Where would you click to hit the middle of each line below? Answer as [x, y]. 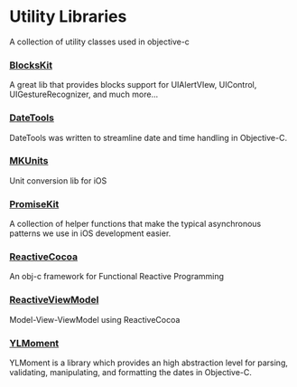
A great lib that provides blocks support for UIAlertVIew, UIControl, [133, 85]
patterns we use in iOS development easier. [90, 233]
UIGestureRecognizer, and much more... [84, 94]
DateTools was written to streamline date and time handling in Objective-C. [148, 137]
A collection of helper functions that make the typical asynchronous [135, 224]
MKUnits [29, 161]
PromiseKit [34, 203]
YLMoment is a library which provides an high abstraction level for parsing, [149, 363]
